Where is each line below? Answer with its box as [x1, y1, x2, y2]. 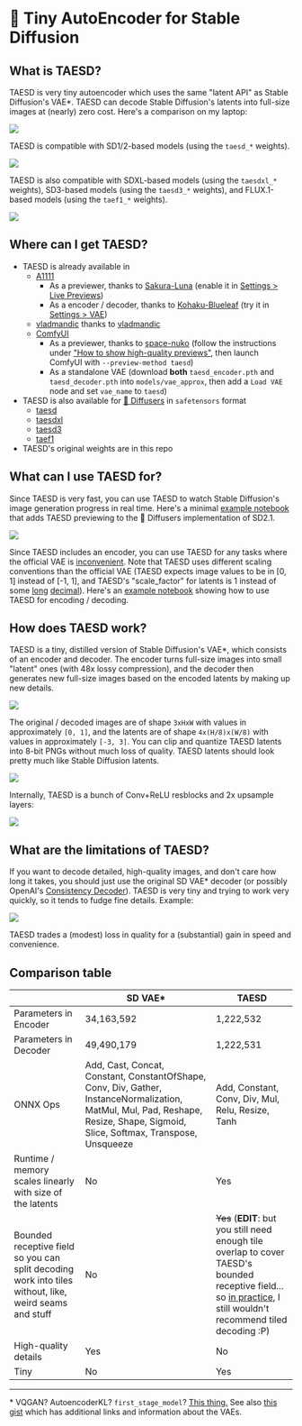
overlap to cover [215, 1246, 285, 1258]
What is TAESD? [9, 63, 102, 78]
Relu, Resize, [215, 1104, 270, 1117]
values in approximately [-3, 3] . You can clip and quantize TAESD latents [9, 736, 282, 747]
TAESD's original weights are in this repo [22, 443, 173, 453]
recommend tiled [215, 1313, 288, 1326]
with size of [13, 1186, 63, 1199]
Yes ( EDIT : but [215, 1212, 277, 1225]
